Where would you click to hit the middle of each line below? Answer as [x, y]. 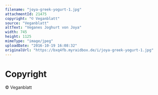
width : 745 [16, 32]
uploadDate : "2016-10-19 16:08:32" [41, 46]
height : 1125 [18, 37]
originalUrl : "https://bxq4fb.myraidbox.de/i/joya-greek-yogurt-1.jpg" [79, 50]
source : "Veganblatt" [27, 23]
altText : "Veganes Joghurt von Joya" [43, 28]
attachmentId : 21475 [26, 14]
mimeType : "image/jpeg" [29, 41]
